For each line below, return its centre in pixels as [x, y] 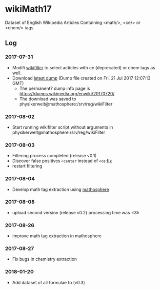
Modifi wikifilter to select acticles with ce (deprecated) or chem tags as [83, 67]
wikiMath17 [29, 9]
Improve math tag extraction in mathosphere [57, 236]
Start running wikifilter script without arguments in [62, 127]
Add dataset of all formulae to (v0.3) [49, 282]
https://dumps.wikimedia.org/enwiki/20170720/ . [68, 93]
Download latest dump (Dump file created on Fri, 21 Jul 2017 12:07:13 [81, 78]
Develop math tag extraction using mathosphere [60, 189]
